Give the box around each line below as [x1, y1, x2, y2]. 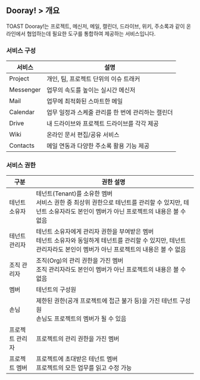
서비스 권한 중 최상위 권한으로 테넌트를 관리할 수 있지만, [36, 198, 183, 207]
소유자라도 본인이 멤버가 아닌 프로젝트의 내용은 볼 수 [48, 207, 186, 216]
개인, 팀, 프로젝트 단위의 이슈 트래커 [46, 75, 140, 83]
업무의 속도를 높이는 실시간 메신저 [46, 86, 136, 94]
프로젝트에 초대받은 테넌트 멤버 [36, 355, 118, 363]
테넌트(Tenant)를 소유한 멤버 [36, 189, 113, 198]
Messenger [9, 86, 41, 94]
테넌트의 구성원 [36, 285, 76, 294]
